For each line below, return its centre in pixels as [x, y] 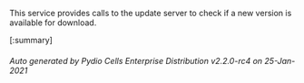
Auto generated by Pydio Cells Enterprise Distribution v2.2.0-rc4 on [136, 60]
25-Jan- [280, 60]
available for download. [53, 23]
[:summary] [31, 40]
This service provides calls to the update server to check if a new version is [151, 13]
